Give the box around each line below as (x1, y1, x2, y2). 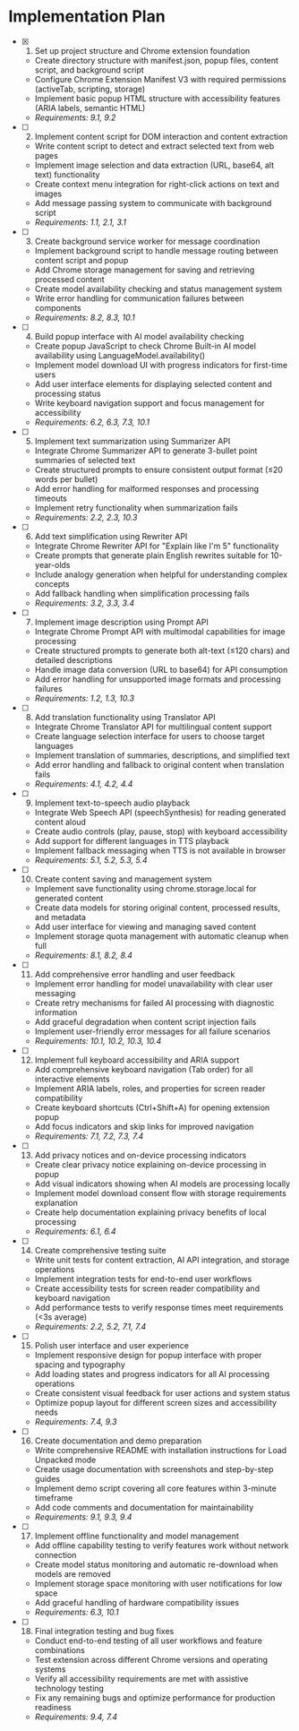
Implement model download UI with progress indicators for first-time (34, 359, 288, 370)
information (34, 1006, 78, 1018)
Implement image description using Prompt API (34, 616, 209, 627)
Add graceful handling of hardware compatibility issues (34, 1597, 239, 1607)
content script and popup (34, 254, 129, 265)
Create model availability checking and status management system (34, 283, 283, 294)
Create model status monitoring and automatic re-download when (34, 1559, 278, 1570)
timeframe (34, 1492, 73, 1503)
